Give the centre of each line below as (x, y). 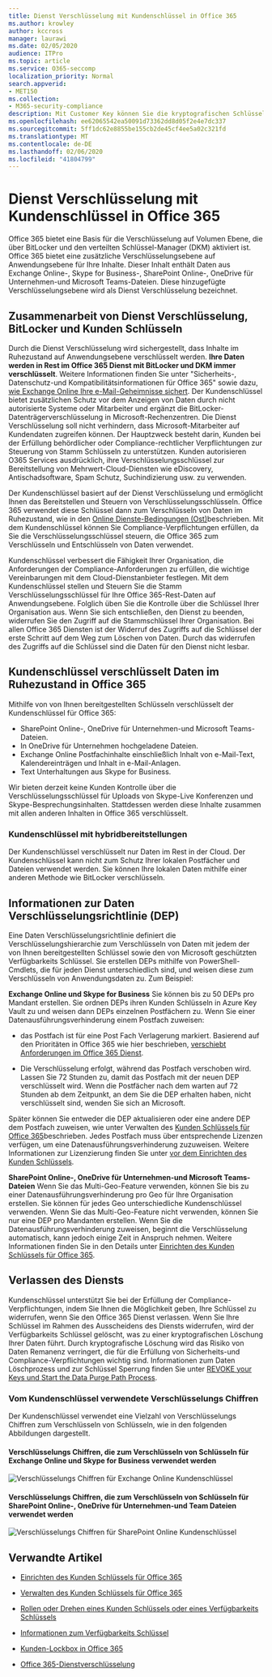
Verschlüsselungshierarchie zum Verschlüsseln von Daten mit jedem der (129, 943)
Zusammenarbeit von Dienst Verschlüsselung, (128, 316)
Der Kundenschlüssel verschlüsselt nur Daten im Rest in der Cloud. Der (127, 852)
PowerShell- (219, 960)
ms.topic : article (39, 62)
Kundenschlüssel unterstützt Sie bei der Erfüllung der (98, 1300)
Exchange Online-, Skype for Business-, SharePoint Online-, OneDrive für (131, 273)
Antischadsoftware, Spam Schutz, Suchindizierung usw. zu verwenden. (127, 477)
